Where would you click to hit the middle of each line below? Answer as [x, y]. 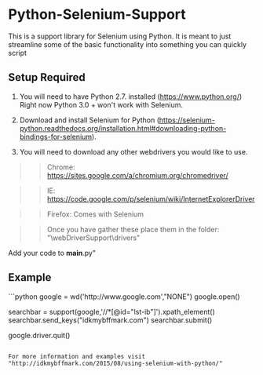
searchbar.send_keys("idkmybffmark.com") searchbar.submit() [110, 320]
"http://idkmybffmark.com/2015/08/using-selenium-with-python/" [115, 363]
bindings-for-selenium [56, 137]
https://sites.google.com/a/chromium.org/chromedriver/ [138, 175]
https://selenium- [187, 120]
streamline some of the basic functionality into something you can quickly [128, 44]
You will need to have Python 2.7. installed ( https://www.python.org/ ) [131, 96]
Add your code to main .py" [52, 253]
